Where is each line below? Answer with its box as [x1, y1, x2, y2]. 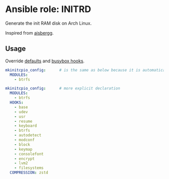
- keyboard [14, 123, 37, 129]
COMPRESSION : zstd [10, 170, 49, 175]
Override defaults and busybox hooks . [5, 58, 84, 64]
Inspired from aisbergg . [5, 30, 54, 36]
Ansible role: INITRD [5, 4, 92, 15]
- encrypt [14, 156, 35, 161]
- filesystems [14, 165, 44, 170]
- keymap [14, 147, 33, 152]
